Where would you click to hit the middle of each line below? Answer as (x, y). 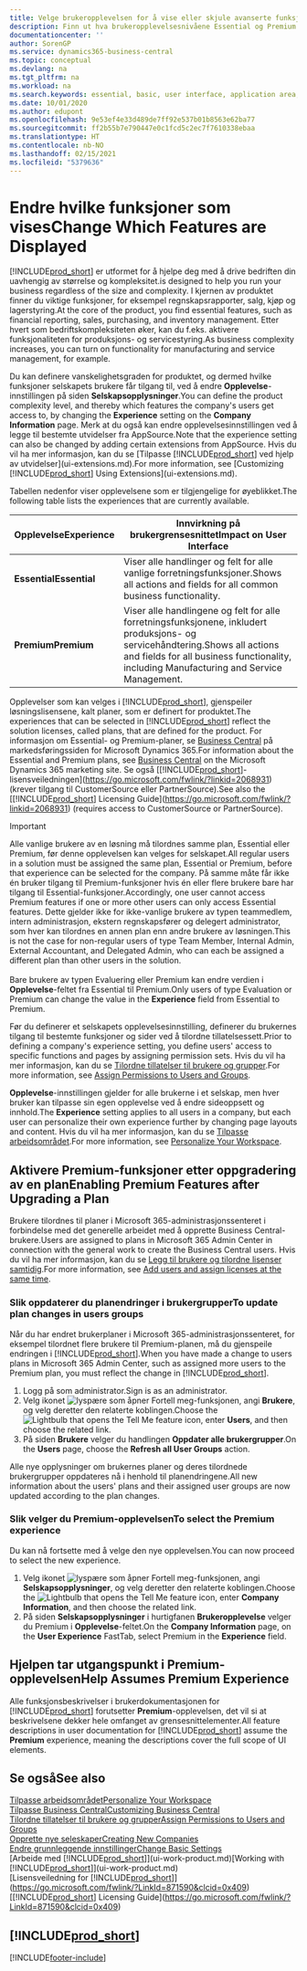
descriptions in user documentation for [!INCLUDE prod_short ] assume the (148, 1730)
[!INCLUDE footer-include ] (58, 1958)
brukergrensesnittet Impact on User (208, 535)
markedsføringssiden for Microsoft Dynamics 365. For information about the (152, 751)
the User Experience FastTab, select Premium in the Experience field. (154, 1636)
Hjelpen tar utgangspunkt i (87, 1665)
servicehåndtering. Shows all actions (201, 645)
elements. (28, 1749)
